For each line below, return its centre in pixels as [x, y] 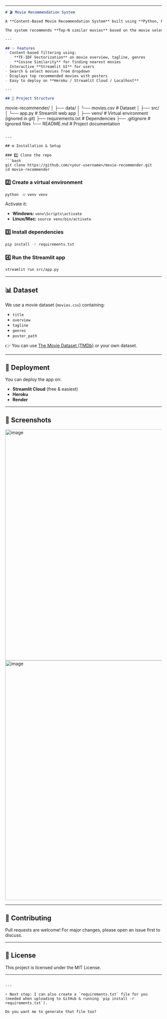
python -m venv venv [27, 194]
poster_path [25, 336]
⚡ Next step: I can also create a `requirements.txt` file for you [77, 994]
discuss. [14, 935]
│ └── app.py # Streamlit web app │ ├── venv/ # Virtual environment [77, 113]
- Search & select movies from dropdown [48, 71]
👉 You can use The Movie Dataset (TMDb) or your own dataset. [71, 345]
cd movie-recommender [28, 170]
